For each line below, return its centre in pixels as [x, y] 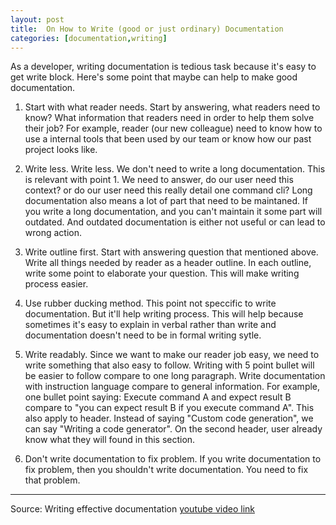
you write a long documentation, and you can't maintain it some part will [173, 212]
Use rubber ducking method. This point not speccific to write [150, 303]
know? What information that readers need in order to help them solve [169, 118]
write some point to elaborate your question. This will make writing [162, 273]
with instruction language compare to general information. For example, [172, 387]
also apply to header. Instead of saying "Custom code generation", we [169, 418]
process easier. [56, 284]
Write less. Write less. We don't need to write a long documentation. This [175, 169]
